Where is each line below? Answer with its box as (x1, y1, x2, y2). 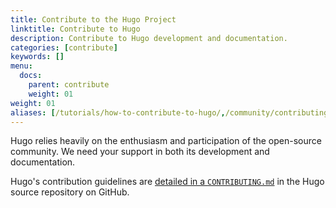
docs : (19, 71, 43, 81)
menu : (10, 61, 33, 71)
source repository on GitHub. (10, 186, 130, 198)
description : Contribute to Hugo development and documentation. (10, 33, 288, 43)
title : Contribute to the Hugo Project (10, 14, 177, 25)
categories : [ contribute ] (10, 42, 118, 53)
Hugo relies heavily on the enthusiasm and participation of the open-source (10, 135, 322, 147)
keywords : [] (10, 52, 65, 62)
